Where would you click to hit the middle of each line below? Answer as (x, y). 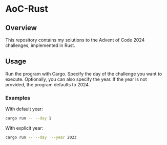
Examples (18, 98)
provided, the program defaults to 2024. (48, 84)
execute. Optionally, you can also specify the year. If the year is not (76, 79)
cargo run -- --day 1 (28, 118)
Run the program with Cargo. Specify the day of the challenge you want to (84, 74)
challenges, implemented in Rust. (40, 45)
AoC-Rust (27, 9)
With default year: (24, 109)
